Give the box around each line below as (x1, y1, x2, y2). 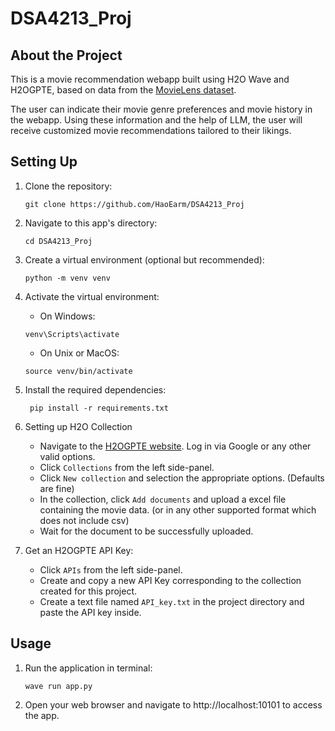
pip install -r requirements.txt (29, 403, 169, 413)
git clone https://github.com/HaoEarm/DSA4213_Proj (24, 199, 245, 209)
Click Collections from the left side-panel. (39, 461, 215, 473)
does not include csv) (39, 514, 130, 526)
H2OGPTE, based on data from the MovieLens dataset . (10, 84, 237, 96)
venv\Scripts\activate (24, 329, 120, 339)
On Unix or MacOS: (39, 347, 120, 359)
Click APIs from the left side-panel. (39, 563, 183, 576)
